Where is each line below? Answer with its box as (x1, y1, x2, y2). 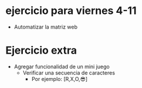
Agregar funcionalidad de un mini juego (13, 63, 110, 70)
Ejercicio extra (5, 44, 77, 57)
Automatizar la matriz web (13, 23, 77, 30)
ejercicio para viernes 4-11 (5, 4, 137, 17)
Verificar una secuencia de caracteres (22, 69, 116, 76)
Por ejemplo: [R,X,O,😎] (31, 75, 88, 82)
